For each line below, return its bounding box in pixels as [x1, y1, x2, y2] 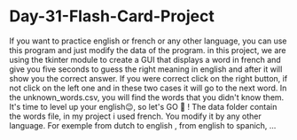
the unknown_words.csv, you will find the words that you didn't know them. [9, 91, 285, 103]
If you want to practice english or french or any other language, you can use [9, 35, 287, 46]
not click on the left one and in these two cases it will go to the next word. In [9, 82, 287, 93]
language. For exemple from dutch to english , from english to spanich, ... [9, 120, 277, 130]
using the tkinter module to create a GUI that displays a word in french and [9, 54, 281, 65]
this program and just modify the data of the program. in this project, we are [9, 44, 286, 55]
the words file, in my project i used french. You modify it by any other [9, 111, 262, 121]
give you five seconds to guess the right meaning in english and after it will [9, 64, 283, 74]
